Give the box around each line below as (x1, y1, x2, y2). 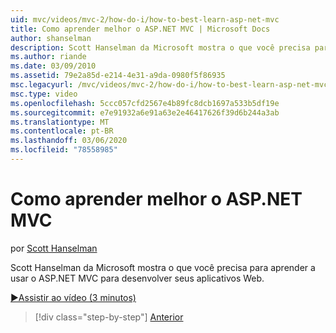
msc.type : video (10, 89, 78, 99)
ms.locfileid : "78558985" (10, 145, 118, 155)
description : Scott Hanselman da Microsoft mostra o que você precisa (10, 42, 311, 53)
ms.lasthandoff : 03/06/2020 (10, 136, 128, 146)
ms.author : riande (10, 52, 87, 62)
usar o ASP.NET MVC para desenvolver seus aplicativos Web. (10, 272, 265, 284)
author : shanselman (10, 33, 92, 43)
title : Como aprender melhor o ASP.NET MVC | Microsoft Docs (10, 24, 271, 34)
